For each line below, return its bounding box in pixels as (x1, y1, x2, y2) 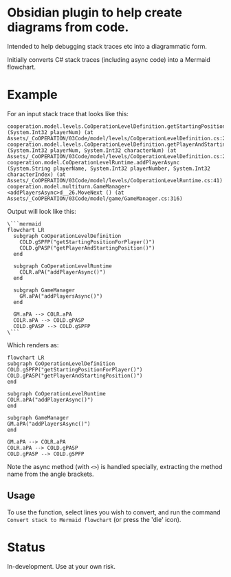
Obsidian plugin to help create (7, 5, 182, 21)
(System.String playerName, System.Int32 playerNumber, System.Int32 (7, 165, 211, 172)
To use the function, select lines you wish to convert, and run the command (7, 508, 221, 516)
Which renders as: (7, 340, 59, 349)
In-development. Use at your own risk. (7, 562, 115, 570)
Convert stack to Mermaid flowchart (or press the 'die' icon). (7, 515, 181, 523)
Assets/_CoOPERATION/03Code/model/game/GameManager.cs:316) (7, 195, 184, 202)
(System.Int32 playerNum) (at (7, 129, 94, 135)
